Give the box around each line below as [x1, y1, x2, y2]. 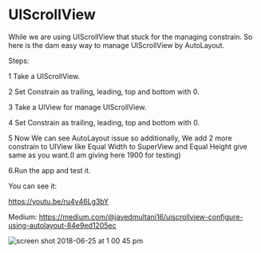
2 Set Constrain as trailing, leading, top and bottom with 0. [8, 86, 200, 97]
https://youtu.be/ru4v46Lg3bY [8, 196, 109, 206]
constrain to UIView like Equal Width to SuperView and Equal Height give [8, 141, 247, 151]
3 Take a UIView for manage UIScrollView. [8, 102, 147, 112]
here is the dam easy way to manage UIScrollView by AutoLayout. [8, 40, 225, 49]
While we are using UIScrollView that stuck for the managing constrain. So [8, 32, 253, 42]
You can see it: [8, 181, 57, 191]
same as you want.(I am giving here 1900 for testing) [8, 150, 181, 160]
